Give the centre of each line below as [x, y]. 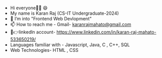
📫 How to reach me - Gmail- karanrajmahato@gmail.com [71, 24]
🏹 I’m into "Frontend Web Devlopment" [51, 19]
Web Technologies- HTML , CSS [44, 50]
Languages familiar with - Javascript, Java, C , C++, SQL [70, 45]
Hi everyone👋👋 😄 [29, 8]
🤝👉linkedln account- [33, 32]
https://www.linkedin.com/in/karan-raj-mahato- [107, 32]
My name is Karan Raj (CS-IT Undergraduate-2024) [64, 13]
